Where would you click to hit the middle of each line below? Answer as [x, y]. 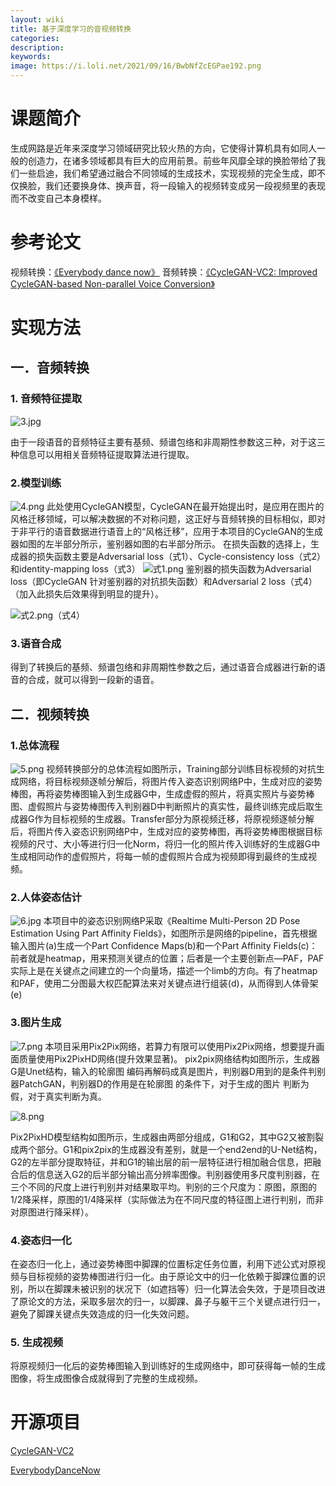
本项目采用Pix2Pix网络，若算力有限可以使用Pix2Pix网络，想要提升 [180, 1046]
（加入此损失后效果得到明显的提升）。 [87, 594]
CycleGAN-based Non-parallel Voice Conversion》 [112, 283]
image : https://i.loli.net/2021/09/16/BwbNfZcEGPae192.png [136, 66]
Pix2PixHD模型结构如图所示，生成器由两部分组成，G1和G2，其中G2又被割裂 [167, 1137]
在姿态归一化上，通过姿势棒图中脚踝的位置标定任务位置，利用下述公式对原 [163, 1263]
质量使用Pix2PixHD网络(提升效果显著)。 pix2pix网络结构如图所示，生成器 [169, 1058]
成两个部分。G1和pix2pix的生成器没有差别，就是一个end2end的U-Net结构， [166, 1149]
